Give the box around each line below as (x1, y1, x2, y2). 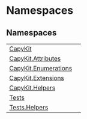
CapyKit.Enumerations (9, 64, 73, 72)
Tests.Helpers (9, 103, 49, 111)
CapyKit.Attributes (9, 55, 61, 63)
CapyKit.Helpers (9, 84, 56, 92)
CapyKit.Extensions (9, 74, 64, 82)
